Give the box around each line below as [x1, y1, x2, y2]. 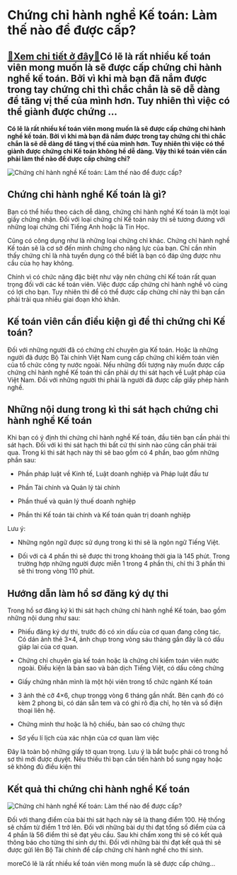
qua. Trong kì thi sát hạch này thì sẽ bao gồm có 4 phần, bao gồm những [7, 448, 219, 457]
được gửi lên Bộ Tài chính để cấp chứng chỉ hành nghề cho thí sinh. [7, 846, 204, 854]
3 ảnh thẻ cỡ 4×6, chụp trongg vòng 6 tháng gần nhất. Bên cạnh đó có [17, 691, 224, 700]
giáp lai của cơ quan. [17, 643, 79, 651]
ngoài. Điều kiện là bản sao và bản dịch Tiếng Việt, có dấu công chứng [17, 664, 224, 673]
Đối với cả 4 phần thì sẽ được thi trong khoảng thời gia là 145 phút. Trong [17, 552, 230, 561]
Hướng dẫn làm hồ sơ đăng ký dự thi [7, 588, 168, 600]
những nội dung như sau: [7, 614, 81, 622]
